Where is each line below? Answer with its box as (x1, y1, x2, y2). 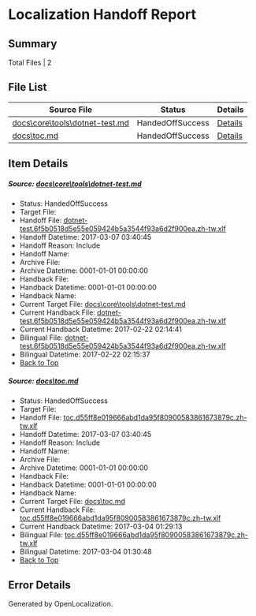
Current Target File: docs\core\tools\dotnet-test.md (19, 300, 187, 309)
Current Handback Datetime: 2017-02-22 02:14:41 (19, 325, 183, 334)
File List (8, 80, 47, 94)
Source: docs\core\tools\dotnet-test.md (8, 179, 142, 189)
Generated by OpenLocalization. (8, 599, 113, 608)
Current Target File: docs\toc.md (19, 497, 126, 506)
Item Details (8, 157, 69, 170)
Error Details (8, 578, 71, 592)
